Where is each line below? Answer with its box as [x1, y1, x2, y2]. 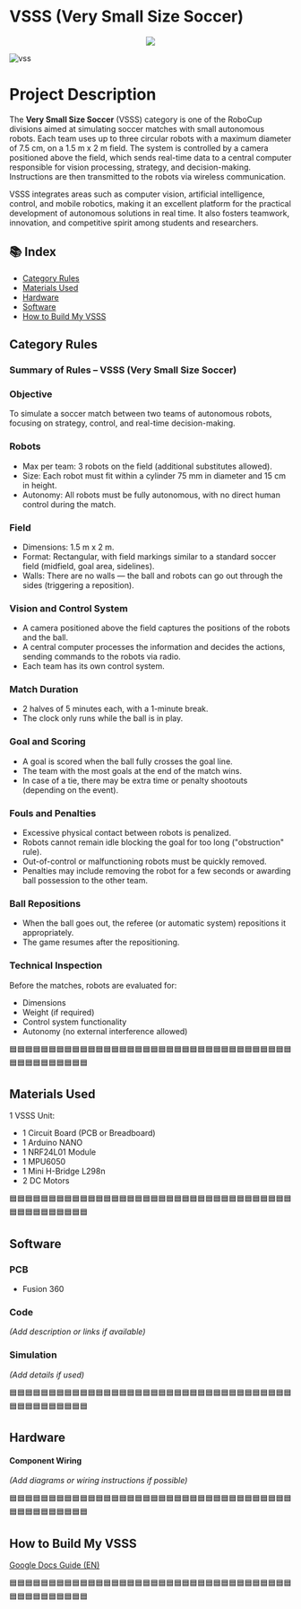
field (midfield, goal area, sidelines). [21, 560, 155, 571]
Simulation [9, 1349, 57, 1361]
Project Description [9, 84, 157, 105]
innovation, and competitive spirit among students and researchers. [9, 217, 259, 228]
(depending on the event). [21, 784, 119, 796]
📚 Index [9, 244, 56, 259]
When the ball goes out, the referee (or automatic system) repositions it [21, 918, 287, 928]
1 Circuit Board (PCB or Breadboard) [21, 1128, 156, 1139]
